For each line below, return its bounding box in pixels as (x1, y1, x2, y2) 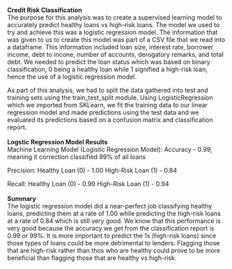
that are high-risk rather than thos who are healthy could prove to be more (7, 247, 221, 254)
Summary (7, 194, 36, 203)
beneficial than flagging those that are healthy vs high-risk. (7, 254, 177, 262)
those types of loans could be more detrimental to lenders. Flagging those (7, 239, 220, 247)
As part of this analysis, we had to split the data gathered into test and (7, 86, 208, 94)
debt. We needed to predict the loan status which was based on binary (7, 58, 210, 66)
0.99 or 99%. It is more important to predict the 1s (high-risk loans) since (7, 231, 217, 240)
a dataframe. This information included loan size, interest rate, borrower (7, 43, 214, 51)
